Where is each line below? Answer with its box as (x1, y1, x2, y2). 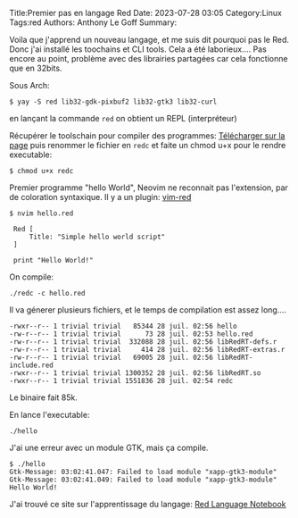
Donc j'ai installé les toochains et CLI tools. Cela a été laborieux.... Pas (9, 44, 268, 54)
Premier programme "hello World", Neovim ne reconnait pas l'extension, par (9, 182, 288, 193)
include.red (9, 361, 54, 370)
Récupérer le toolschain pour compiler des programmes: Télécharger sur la (9, 130, 286, 141)
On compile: (9, 272, 54, 282)
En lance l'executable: (9, 410, 90, 420)
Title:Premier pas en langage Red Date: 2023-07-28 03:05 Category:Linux (9, 8, 283, 18)
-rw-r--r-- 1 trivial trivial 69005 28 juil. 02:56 (9, 353, 214, 362)
